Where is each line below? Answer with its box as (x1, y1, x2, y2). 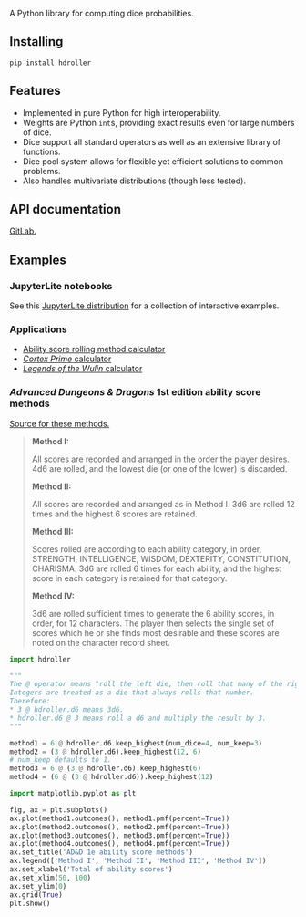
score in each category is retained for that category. (31, 572, 228, 583)
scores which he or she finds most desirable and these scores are (31, 627, 280, 638)
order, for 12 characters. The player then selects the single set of (31, 618, 275, 629)
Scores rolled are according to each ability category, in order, (31, 543, 262, 555)
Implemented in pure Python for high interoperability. (22, 107, 221, 118)
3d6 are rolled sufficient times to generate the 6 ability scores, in (31, 608, 275, 619)
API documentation (9, 202, 121, 217)
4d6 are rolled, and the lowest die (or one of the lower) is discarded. (31, 463, 288, 474)
